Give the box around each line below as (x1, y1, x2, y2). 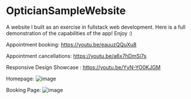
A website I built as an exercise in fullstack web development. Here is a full (6, 23, 186, 30)
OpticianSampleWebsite (6, 4, 126, 18)
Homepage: (6, 75, 34, 82)
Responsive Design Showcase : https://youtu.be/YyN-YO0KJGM (6, 63, 161, 71)
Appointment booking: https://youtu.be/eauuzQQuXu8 (6, 41, 137, 48)
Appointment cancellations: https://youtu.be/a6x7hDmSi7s (6, 52, 147, 59)
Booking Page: (6, 86, 41, 93)
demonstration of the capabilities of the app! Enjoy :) (6, 29, 133, 36)
